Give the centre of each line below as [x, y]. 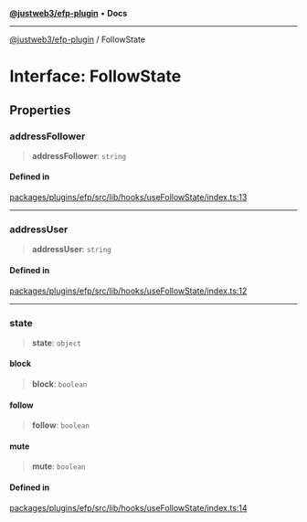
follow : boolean [60, 425]
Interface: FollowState [95, 76]
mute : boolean [58, 466]
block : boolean [59, 384]
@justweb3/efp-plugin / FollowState [78, 39]
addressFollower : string [79, 155]
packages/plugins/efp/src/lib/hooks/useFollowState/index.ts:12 [128, 291]
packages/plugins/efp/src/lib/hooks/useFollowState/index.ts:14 [129, 507]
